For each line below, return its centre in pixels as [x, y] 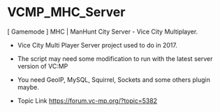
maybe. [28, 87]
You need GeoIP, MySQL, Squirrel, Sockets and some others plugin [114, 79]
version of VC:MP [43, 66]
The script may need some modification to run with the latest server [115, 58]
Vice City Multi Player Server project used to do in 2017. [97, 45]
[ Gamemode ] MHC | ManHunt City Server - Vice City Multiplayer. [103, 31]
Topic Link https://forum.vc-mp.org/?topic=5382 [87, 100]
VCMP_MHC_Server [66, 12]
